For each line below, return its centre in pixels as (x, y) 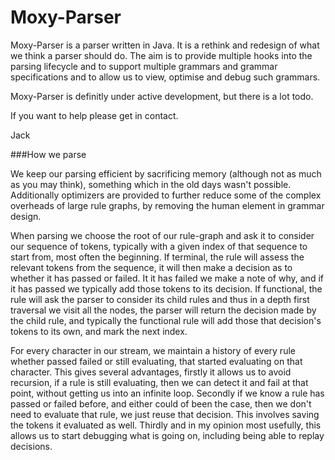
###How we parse (48, 154)
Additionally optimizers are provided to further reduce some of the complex (166, 195)
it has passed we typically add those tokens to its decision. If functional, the (166, 288)
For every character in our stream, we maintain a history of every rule (153, 350)
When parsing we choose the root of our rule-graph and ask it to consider (162, 235)
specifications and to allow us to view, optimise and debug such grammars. (165, 77)
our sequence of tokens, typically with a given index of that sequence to (159, 246)
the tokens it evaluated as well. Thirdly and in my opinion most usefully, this (166, 425)
